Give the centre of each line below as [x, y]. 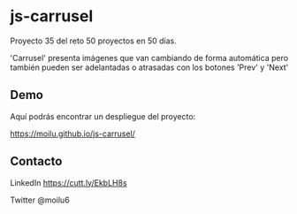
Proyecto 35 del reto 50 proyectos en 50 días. [93, 41]
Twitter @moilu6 [40, 200]
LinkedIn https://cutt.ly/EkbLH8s [69, 182]
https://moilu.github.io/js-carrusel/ [73, 134]
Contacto [36, 161]
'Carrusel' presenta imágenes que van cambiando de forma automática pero [149, 57]
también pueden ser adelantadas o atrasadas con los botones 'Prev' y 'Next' [149, 67]
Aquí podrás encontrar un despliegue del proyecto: [103, 116]
